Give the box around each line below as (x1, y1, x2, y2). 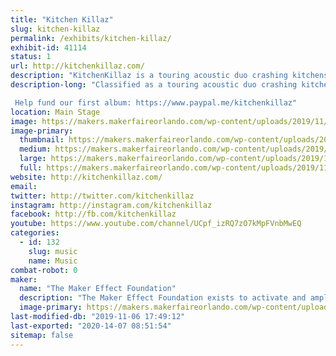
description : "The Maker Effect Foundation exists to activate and (19, 293, 307, 303)
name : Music (28, 256, 78, 266)
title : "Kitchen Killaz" (10, 14, 114, 25)
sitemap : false (10, 330, 74, 340)
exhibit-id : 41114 (10, 42, 87, 53)
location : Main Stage (10, 107, 101, 117)
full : (19, 163, 43, 173)
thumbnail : (19, 135, 65, 145)
